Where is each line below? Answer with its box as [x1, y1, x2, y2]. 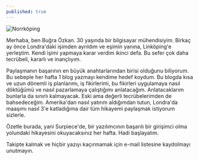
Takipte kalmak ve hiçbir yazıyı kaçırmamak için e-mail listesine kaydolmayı [6, 140, 191, 148]
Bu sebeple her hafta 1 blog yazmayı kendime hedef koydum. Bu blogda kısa [6, 73, 194, 80]
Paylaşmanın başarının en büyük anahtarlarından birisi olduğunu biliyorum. [6, 67, 189, 74]
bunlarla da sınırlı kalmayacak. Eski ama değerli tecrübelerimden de [6, 92, 172, 99]
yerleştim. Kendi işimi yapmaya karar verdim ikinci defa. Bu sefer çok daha [6, 49, 189, 57]
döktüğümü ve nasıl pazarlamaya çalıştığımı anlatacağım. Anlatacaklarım [6, 86, 184, 93]
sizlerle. [6, 111, 26, 118]
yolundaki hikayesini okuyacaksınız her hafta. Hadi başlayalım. [6, 129, 159, 136]
